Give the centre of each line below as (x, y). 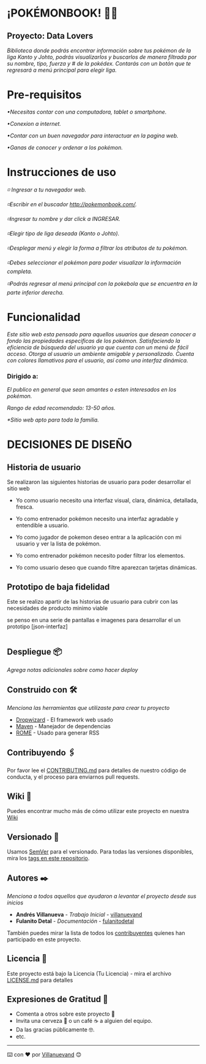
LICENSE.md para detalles (40, 980)
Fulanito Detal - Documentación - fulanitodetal (75, 921)
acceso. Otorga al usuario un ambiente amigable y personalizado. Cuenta (101, 353)
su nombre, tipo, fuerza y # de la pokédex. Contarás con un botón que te (99, 64)
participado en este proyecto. (44, 939)
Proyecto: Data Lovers (50, 36)
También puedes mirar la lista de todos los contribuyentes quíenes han (96, 933)
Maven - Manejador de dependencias (63, 726)
